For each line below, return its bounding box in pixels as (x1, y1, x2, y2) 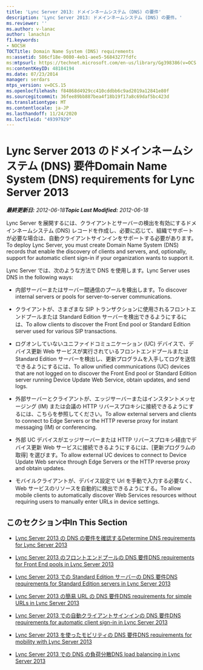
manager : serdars (6, 77, 50, 83)
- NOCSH (6, 43, 26, 49)
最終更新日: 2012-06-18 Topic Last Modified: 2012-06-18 (6, 207, 148, 214)
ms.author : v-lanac (6, 26, 56, 32)
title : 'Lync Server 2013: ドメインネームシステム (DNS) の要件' (6, 9, 162, 15)
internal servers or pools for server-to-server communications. (15, 293, 172, 301)
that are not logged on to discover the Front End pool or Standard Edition (15, 370, 197, 377)
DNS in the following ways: (6, 274, 74, 281)
